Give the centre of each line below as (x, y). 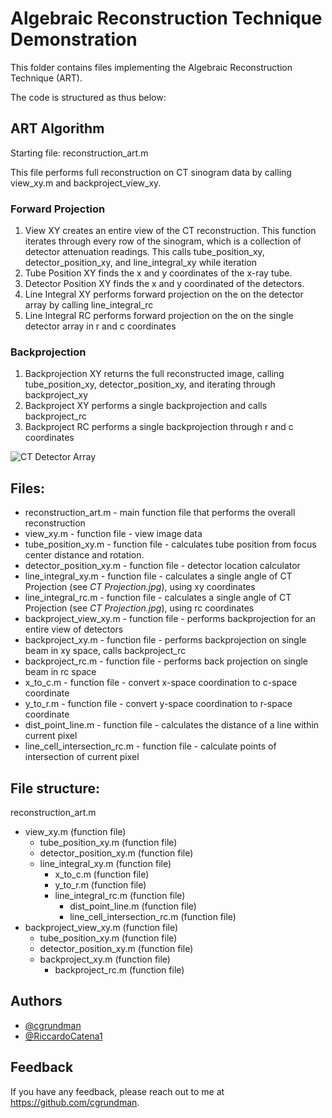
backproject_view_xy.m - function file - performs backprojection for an (170, 619)
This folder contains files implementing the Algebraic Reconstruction (151, 67)
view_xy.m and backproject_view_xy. (86, 183)
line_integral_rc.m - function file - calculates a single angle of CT (158, 598)
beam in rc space (60, 672)
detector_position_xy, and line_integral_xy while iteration (141, 263)
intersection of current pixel (82, 757)
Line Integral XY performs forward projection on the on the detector (164, 294)
